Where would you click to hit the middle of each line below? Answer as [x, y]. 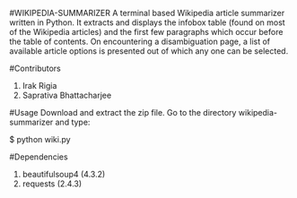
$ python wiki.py [40, 139]
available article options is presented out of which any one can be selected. [149, 51]
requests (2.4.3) [52, 184]
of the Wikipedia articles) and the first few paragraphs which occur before [146, 32]
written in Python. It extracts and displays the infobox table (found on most [147, 22]
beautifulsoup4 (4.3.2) [64, 174]
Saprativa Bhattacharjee [67, 95]
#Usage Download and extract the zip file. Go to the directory [123, 112]
